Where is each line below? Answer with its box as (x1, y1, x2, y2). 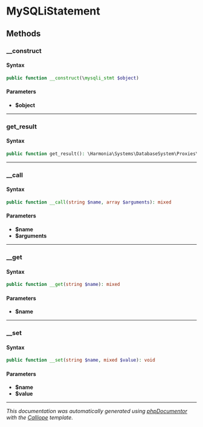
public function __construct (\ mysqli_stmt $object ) (6, 74, 139, 81)
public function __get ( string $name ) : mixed (6, 282, 120, 288)
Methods (6, 28, 41, 39)
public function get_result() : (6, 150, 85, 157)
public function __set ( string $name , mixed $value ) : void (6, 357, 155, 363)
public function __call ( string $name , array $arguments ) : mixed (6, 199, 172, 205)
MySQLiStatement (6, 4, 101, 18)
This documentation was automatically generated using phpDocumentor (6, 408, 188, 415)
